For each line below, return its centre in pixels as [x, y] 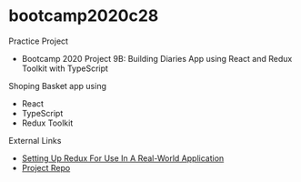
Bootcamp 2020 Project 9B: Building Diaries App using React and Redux [157, 58]
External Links [35, 140]
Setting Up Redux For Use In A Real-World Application [123, 158]
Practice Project [39, 41]
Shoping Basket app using [57, 86]
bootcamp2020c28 [84, 16]
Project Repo [46, 167]
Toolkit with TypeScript [65, 68]
